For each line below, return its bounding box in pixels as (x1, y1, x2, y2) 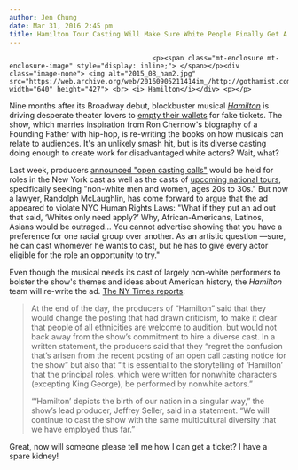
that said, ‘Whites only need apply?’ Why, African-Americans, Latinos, (9, 212, 264, 223)
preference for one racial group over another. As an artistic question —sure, (9, 231, 286, 242)
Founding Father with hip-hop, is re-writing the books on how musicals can (9, 129, 284, 139)
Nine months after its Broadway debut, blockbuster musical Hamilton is (9, 100, 270, 111)
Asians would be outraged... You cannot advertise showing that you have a (9, 221, 283, 232)
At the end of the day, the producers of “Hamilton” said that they (30, 303, 267, 314)
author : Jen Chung (9, 12, 77, 22)
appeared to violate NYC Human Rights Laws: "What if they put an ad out (9, 203, 277, 213)
